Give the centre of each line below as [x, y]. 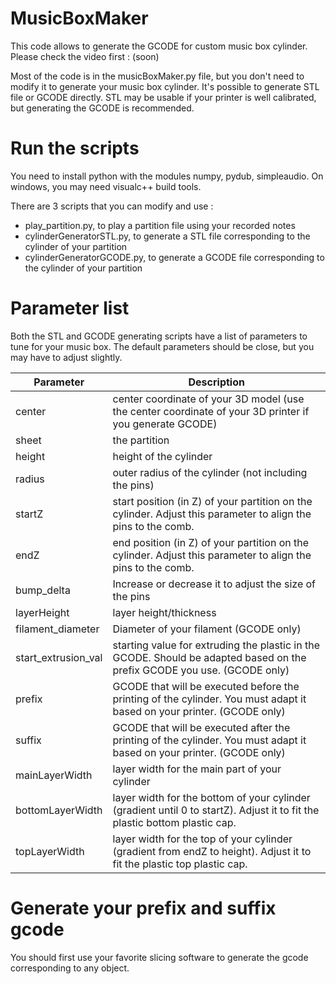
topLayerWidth [50, 851]
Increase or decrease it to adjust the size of [214, 584]
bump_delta [43, 590]
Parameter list [70, 308]
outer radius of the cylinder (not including [210, 472]
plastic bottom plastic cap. [174, 822]
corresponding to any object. [70, 968]
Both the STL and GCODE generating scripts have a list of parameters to [159, 336]
